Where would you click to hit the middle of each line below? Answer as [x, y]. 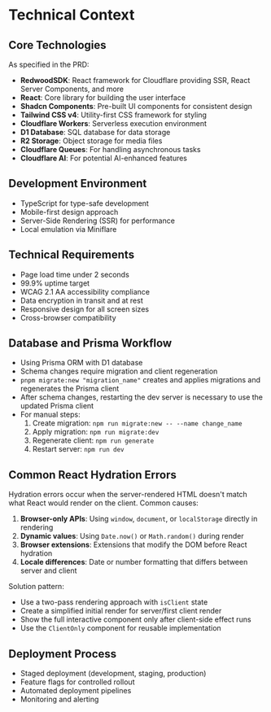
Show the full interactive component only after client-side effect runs [135, 619]
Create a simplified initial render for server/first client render [121, 611]
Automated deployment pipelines [76, 691]
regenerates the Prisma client [70, 389]
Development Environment [78, 183]
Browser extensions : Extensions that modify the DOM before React [133, 545]
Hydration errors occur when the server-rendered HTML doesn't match [128, 495]
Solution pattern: [37, 587]
